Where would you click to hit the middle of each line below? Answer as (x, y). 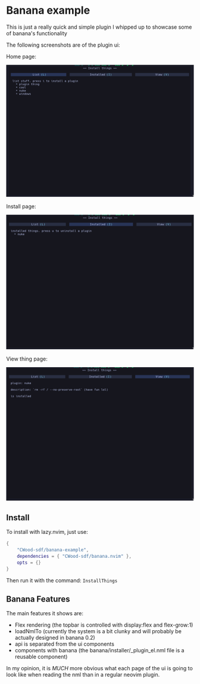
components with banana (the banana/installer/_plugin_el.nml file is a (99, 651)
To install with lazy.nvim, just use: (47, 532)
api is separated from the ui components (65, 644)
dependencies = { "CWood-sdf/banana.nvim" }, (74, 556)
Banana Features (38, 599)
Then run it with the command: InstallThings (62, 580)
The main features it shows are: (45, 613)
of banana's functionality (37, 33)
